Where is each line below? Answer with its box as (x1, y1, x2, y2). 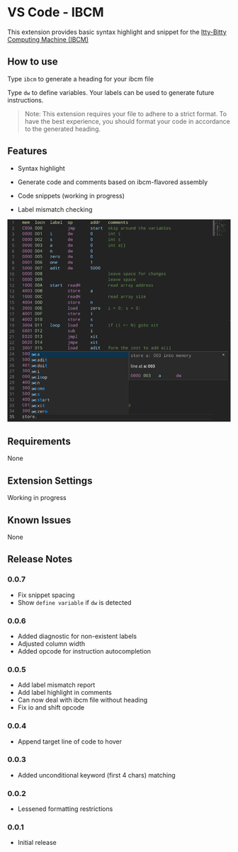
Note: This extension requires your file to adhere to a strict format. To (24, 109, 227, 118)
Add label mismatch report (17, 681, 96, 689)
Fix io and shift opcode (17, 703, 85, 712)
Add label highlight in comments (17, 688, 112, 697)
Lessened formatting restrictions (17, 805, 113, 813)
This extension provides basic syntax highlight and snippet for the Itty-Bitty (7, 28, 227, 36)
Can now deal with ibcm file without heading (17, 695, 147, 705)
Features (7, 145, 47, 157)
